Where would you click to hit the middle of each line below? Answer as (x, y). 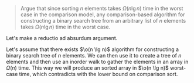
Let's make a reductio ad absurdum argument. (62, 38)
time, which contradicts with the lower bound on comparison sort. (98, 74)
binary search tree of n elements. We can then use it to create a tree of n (94, 55)
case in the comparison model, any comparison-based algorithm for (103, 15)
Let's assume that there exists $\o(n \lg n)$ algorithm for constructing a (93, 49)
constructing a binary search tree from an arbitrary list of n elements (103, 21)
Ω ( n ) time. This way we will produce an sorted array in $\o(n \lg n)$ (87, 68)
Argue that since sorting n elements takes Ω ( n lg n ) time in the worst (102, 8)
